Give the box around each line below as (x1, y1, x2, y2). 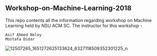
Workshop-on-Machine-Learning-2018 (5, 4, 132, 12)
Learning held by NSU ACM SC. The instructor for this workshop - (5, 22, 142, 28)
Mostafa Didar (5, 36, 35, 41)
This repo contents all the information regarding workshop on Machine (5, 17, 152, 23)
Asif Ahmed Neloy (5, 32, 42, 37)
